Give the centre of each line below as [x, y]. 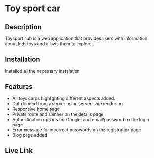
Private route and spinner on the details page [58, 114]
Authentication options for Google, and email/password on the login [81, 119]
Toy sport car [33, 9]
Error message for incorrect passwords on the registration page [77, 130]
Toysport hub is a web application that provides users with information [76, 38]
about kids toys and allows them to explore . [50, 44]
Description [23, 27]
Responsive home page [36, 109]
